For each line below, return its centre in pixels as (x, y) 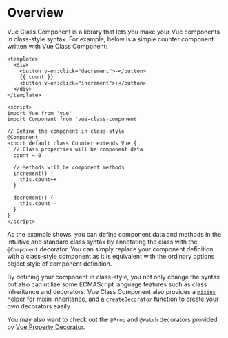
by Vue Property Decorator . (46, 327)
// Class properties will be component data (78, 149)
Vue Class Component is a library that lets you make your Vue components (114, 32)
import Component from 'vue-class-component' (73, 119)
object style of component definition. (60, 264)
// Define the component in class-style (66, 131)
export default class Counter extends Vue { (72, 143)
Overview (35, 13)
